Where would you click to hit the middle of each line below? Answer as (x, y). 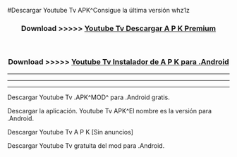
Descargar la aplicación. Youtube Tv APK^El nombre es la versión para (110, 111)
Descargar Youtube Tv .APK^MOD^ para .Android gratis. (89, 97)
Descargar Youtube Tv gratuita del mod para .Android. (86, 145)
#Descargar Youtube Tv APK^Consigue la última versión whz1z (99, 10)
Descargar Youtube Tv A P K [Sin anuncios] (71, 132)
